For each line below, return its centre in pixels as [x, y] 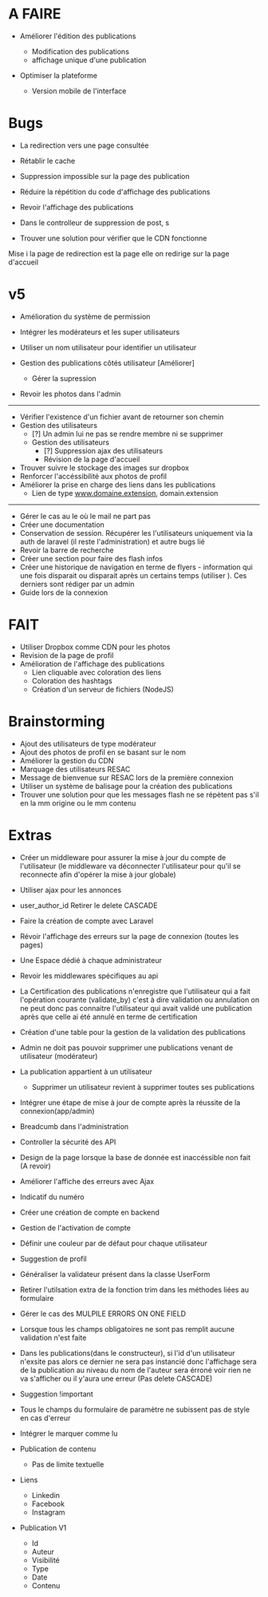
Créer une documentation [62, 525]
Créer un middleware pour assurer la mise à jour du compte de [123, 857]
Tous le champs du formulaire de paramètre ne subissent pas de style [134, 1409]
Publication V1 [43, 1528]
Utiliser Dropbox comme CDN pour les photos [95, 647]
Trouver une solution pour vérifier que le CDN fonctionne [113, 238]
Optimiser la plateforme [59, 75]
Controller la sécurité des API [68, 1142]
